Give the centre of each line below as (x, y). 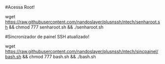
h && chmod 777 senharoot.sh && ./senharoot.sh (54, 27)
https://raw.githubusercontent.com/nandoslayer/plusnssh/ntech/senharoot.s (82, 22)
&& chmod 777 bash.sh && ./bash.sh (59, 57)
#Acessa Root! (20, 7)
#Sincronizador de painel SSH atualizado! (47, 37)
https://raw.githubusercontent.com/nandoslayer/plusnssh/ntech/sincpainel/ (82, 51)
